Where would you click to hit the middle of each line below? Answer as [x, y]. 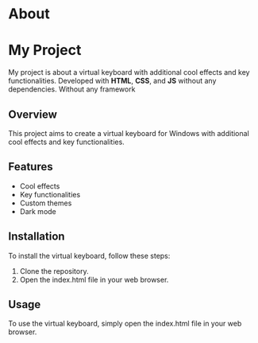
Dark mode [38, 211]
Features [31, 167]
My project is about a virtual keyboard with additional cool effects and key [129, 72]
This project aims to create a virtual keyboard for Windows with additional [129, 133]
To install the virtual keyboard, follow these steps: [89, 255]
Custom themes [46, 203]
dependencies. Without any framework [72, 89]
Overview [33, 114]
